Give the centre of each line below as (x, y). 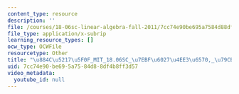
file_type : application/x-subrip (57, 34)
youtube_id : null (39, 80)
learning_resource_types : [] (51, 40)
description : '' (31, 20)
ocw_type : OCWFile (34, 47)
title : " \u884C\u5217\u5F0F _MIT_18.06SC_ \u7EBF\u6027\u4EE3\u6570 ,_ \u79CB (121, 60)
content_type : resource (43, 14)
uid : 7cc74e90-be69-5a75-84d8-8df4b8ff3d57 (73, 66)
